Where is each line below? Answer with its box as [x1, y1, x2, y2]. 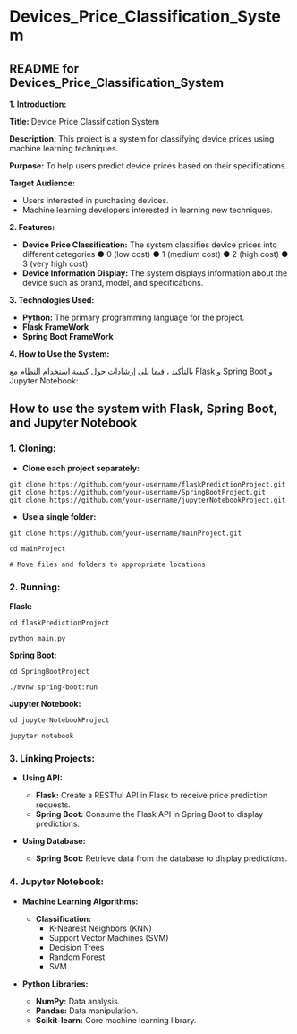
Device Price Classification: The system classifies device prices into [21, 239, 277, 250]
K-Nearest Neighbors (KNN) [48, 923, 152, 934]
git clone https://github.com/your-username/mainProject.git [9, 529, 242, 538]
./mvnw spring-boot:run [9, 683, 98, 692]
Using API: [21, 772, 63, 783]
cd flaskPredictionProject [9, 618, 110, 627]
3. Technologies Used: [9, 295, 95, 306]
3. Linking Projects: [9, 752, 96, 764]
